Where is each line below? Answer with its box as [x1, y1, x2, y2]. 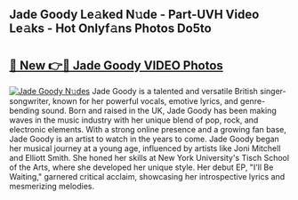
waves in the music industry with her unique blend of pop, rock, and [9, 115, 259, 125]
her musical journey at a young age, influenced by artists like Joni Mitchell [9, 143, 281, 154]
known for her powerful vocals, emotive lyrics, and [52, 96, 238, 106]
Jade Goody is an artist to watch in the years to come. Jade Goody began [9, 133, 280, 144]
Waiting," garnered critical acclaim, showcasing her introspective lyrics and [9, 172, 286, 181]
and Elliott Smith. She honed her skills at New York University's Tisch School [9, 153, 290, 163]
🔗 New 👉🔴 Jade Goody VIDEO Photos [9, 58, 224, 73]
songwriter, [9, 96, 51, 106]
